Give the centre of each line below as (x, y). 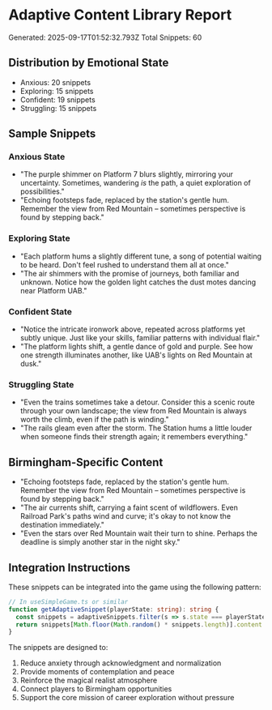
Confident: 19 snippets (57, 100)
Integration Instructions (70, 568)
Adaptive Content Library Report (120, 15)
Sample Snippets (52, 134)
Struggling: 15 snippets (58, 108)
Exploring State (39, 238)
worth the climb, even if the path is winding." (94, 420)
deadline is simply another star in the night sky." (100, 542)
